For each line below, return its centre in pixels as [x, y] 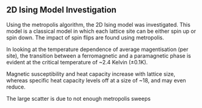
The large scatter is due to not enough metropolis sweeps [79, 98]
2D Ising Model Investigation [62, 10]
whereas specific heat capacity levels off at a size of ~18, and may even [96, 80]
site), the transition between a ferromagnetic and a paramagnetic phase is [99, 56]
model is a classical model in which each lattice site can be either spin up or [101, 31]
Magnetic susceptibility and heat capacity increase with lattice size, [91, 74]
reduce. [16, 87]
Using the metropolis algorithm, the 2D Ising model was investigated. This [99, 24]
